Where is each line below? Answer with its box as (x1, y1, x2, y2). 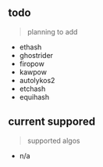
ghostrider (19, 50, 53, 60)
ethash (19, 42, 42, 52)
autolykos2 (19, 75, 55, 85)
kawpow (19, 67, 47, 77)
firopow (19, 59, 44, 68)
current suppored (8, 115, 96, 129)
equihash (19, 92, 50, 101)
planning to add (27, 27, 78, 36)
